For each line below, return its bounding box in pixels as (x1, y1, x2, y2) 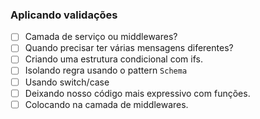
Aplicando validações (10, 8, 118, 22)
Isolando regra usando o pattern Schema (24, 64, 188, 77)
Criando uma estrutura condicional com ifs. (24, 53, 203, 65)
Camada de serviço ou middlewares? (24, 31, 178, 43)
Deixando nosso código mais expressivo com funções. (24, 87, 251, 99)
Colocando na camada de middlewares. (24, 98, 189, 110)
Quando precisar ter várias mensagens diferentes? (24, 42, 234, 54)
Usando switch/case (24, 76, 110, 88)
